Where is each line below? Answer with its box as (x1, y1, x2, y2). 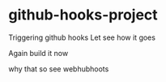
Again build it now (8, 48, 69, 58)
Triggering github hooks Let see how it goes (8, 32, 156, 42)
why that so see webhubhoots (8, 63, 109, 74)
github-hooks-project (8, 6, 158, 24)
